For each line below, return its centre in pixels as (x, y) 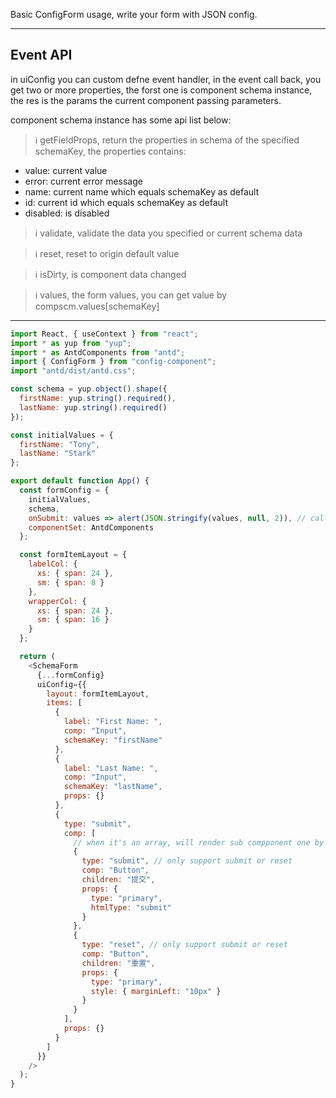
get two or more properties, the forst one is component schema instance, (161, 90)
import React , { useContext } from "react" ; (104, 334)
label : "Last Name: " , (111, 768)
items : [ (64, 703)
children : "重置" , (118, 963)
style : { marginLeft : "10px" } (156, 991)
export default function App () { (80, 481)
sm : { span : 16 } (73, 620)
